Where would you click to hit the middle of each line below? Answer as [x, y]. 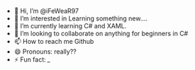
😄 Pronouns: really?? [45, 52]
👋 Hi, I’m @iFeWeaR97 [46, 11]
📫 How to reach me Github [54, 41]
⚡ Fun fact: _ [32, 59]
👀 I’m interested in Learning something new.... [80, 18]
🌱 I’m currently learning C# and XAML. [70, 26]
